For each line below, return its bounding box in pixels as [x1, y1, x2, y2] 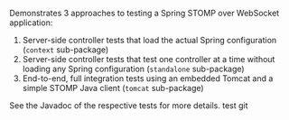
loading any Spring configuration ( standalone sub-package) [22, 63, 246, 74]
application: [9, 17, 53, 28]
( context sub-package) [22, 44, 109, 55]
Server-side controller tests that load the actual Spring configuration [22, 35, 277, 45]
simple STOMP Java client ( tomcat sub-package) [22, 83, 205, 93]
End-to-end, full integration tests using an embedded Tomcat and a [22, 73, 274, 84]
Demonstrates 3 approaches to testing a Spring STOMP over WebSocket [9, 8, 280, 18]
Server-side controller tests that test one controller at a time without [22, 54, 275, 64]
